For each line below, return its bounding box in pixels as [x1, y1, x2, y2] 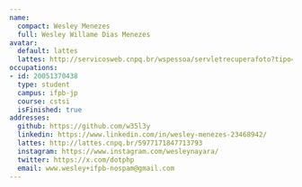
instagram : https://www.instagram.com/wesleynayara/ [17, 147, 219, 156]
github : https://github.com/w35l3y [17, 122, 151, 131]
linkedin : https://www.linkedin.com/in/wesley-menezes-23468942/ [17, 130, 268, 139]
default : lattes [17, 47, 78, 56]
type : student [17, 80, 70, 89]
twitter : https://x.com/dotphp [17, 155, 135, 165]
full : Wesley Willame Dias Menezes [17, 30, 151, 39]
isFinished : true [17, 105, 83, 114]
